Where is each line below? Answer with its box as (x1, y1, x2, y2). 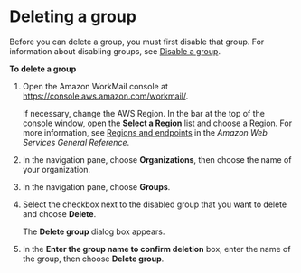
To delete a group (9, 63, 77, 74)
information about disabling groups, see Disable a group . (9, 45, 221, 56)
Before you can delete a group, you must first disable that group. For (9, 36, 265, 47)
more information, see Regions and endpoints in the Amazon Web (22, 127, 268, 137)
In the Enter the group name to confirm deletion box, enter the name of (22, 243, 291, 254)
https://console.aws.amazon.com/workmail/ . (22, 90, 189, 101)
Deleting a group (9, 6, 137, 27)
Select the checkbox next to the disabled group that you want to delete (22, 199, 287, 210)
